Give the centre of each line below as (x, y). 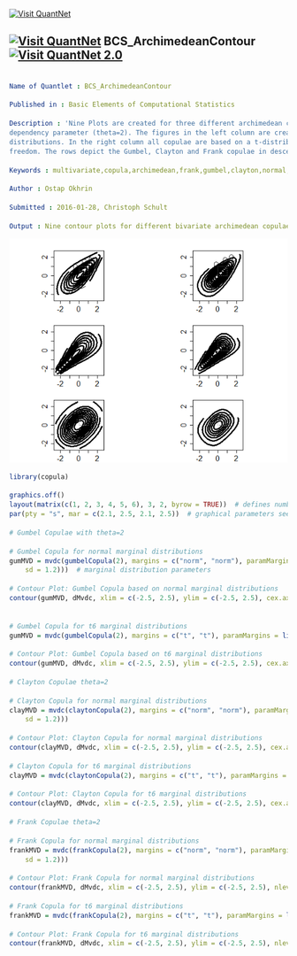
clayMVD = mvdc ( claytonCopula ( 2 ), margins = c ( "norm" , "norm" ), (130, 710)
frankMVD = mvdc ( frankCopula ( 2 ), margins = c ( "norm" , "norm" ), (128, 850)
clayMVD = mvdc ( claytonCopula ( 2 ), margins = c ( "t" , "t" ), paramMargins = (148, 775)
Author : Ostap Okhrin (51, 189)
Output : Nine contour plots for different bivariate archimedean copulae (150, 226)
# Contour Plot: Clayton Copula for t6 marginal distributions (128, 794)
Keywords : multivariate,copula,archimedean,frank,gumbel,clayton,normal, (150, 170)
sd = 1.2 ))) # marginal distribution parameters (118, 570)
